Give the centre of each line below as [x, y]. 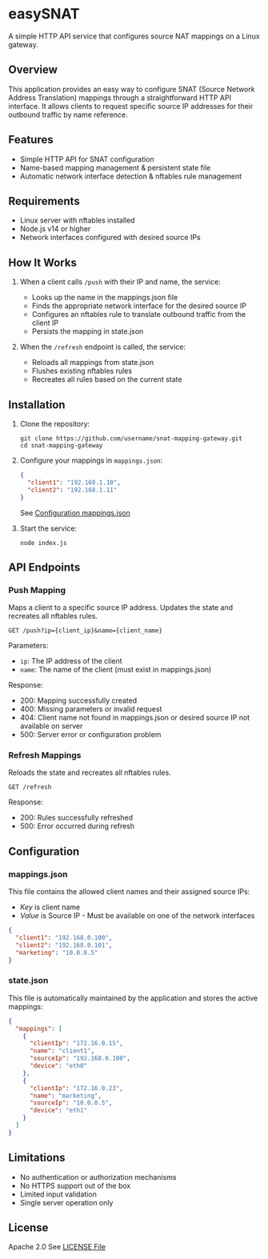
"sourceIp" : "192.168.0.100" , [80, 1059]
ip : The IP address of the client [71, 661]
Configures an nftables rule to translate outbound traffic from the [139, 315]
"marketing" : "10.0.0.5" [57, 952]
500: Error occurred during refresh [77, 826]
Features [31, 140]
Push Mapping [37, 590]
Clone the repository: [55, 424]
